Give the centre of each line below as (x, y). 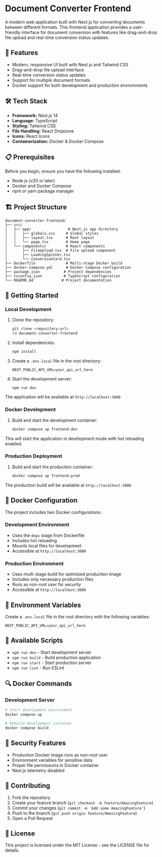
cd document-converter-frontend (45, 333)
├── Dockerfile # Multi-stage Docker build (64, 264)
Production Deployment (34, 456)
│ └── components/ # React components (55, 247)
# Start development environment (39, 710)
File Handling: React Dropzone (43, 131)
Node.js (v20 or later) (33, 181)
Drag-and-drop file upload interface (48, 70)
